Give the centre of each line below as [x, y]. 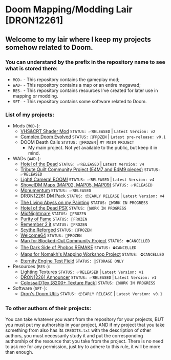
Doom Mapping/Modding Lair [69, 10]
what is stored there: [31, 68]
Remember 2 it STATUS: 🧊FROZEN [54, 224]
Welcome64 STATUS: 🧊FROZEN [51, 235]
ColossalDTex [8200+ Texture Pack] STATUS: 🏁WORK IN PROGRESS [88, 283]
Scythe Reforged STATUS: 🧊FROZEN [56, 230]
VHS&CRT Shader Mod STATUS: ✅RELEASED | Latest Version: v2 [88, 131]
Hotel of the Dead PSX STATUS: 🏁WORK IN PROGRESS [73, 208]
